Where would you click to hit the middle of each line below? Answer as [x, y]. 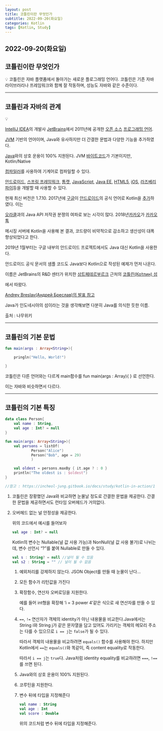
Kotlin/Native [18, 162]
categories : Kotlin [25, 23]
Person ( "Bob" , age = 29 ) [56, 455]
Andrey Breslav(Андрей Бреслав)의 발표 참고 [50, 295]
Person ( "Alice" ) [47, 451]
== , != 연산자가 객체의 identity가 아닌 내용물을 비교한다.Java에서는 [82, 619]
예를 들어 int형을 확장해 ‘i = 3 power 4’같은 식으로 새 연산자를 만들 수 [85, 603]
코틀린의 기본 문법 [30, 337]
